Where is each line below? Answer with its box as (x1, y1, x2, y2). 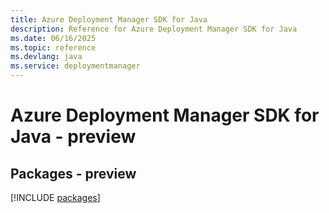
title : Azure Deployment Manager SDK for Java (10, 14, 208, 25)
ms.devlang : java (10, 52, 83, 62)
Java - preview (10, 126, 137, 148)
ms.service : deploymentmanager (10, 61, 141, 71)
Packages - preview (10, 165, 137, 182)
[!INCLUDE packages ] (10, 192, 101, 203)
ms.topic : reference (10, 42, 97, 53)
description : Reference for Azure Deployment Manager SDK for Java (10, 24, 298, 34)
